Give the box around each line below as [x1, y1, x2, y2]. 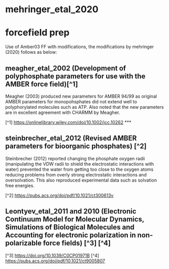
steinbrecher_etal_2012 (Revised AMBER [5, 134, 137, 143]
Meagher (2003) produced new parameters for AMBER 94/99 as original [5, 93, 157, 99]
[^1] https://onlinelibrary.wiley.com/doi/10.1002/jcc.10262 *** [5, 119, 132, 125]
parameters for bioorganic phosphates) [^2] [5, 142, 147, 151]
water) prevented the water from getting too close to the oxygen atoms [5, 166, 154, 172]
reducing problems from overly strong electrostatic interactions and [5, 171, 147, 177]
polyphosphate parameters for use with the [5, 72, 146, 80]
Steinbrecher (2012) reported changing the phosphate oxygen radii [5, 155, 145, 161]
